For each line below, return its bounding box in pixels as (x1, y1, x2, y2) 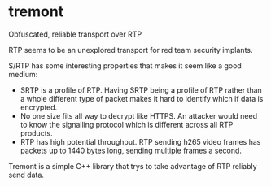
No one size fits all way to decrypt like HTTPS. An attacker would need (20, 110, 258, 120)
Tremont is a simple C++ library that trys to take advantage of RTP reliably (8, 161, 258, 171)
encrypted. (20, 102, 58, 112)
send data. (8, 170, 45, 180)
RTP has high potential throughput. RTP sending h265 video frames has (20, 136, 261, 146)
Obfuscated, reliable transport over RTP (8, 29, 142, 39)
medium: (8, 69, 38, 79)
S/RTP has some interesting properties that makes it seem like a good (8, 60, 242, 71)
